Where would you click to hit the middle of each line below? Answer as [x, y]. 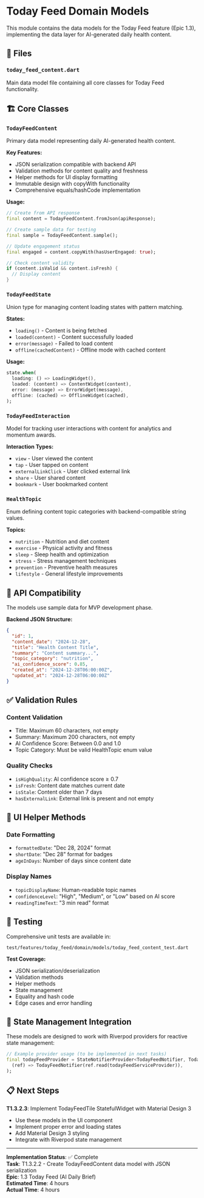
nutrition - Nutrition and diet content [62, 542]
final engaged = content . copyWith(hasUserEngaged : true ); [81, 252]
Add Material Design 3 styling [52, 1133]
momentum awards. [31, 435]
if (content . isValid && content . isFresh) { [62, 268]
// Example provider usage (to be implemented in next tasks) [87, 1054]
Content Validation [35, 718]
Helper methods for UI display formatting [66, 177]
